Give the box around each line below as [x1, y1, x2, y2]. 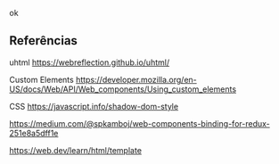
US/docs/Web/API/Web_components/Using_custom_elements [9, 84, 237, 94]
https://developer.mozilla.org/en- [75, 74, 198, 85]
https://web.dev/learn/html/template [9, 144, 143, 155]
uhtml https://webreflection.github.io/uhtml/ [9, 57, 170, 68]
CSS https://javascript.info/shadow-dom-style [9, 101, 179, 111]
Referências [9, 33, 78, 48]
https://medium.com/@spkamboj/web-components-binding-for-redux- [9, 118, 270, 128]
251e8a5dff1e [9, 127, 59, 138]
